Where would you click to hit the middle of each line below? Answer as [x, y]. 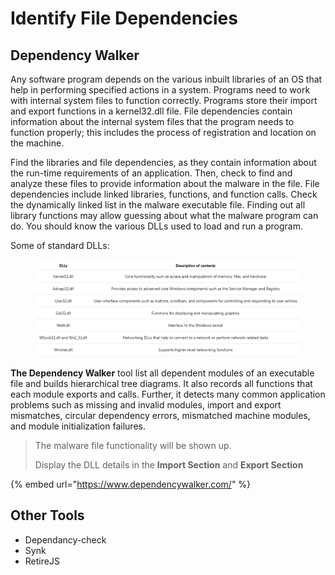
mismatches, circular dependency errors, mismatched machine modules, [160, 415]
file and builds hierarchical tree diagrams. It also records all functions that [161, 383]
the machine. [37, 143]
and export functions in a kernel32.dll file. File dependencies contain [151, 111]
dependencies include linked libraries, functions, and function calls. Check [164, 194]
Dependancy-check [65, 539]
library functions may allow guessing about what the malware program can [164, 215]
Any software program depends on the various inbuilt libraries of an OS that [166, 79]
